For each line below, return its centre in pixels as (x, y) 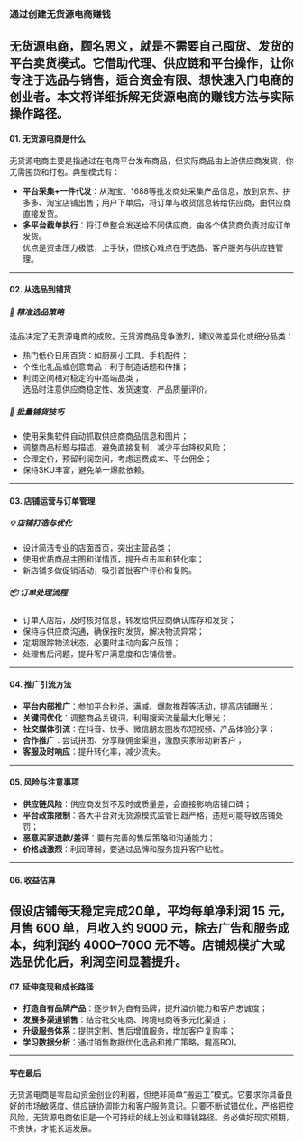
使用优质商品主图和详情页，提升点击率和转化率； (113, 559)
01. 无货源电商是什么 (48, 138)
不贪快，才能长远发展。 (53, 1128)
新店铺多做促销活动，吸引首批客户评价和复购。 (109, 570)
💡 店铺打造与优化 (41, 523)
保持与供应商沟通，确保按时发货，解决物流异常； (113, 631)
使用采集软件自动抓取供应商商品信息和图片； (106, 436)
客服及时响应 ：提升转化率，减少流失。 (93, 751)
